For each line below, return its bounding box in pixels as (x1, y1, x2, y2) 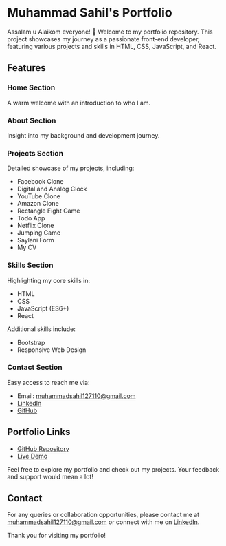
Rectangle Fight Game (16, 207, 80, 215)
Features (7, 62, 46, 74)
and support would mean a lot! (7, 472, 94, 481)
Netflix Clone (16, 222, 54, 230)
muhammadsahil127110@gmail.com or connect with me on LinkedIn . (7, 518, 200, 526)
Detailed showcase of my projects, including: (7, 164, 135, 173)
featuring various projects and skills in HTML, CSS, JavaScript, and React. (7, 42, 216, 50)
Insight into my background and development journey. (7, 131, 160, 139)
